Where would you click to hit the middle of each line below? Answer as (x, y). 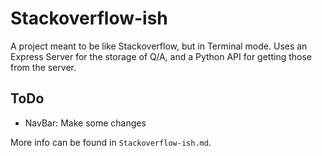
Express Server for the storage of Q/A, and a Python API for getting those (161, 56)
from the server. (43, 67)
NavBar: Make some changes (85, 123)
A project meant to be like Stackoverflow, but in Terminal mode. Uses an (159, 46)
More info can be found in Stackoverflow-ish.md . (111, 142)
